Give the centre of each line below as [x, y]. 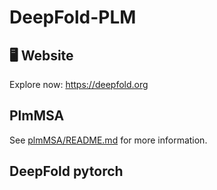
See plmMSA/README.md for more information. [108, 140]
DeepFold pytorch [66, 171]
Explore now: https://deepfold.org [79, 84]
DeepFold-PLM [73, 17]
